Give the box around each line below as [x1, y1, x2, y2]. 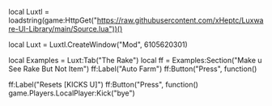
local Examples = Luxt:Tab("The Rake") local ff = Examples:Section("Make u [8, 56, 262, 65]
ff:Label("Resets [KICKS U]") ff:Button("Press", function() [8, 80, 198, 89]
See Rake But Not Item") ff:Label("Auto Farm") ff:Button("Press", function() [8, 64, 257, 74]
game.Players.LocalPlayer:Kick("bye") [8, 88, 135, 98]
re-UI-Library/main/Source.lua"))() [8, 24, 123, 33]
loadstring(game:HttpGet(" [8, 15, 97, 25]
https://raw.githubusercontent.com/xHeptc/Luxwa [96, 15, 264, 25]
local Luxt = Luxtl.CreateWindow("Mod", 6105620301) [8, 40, 188, 49]
